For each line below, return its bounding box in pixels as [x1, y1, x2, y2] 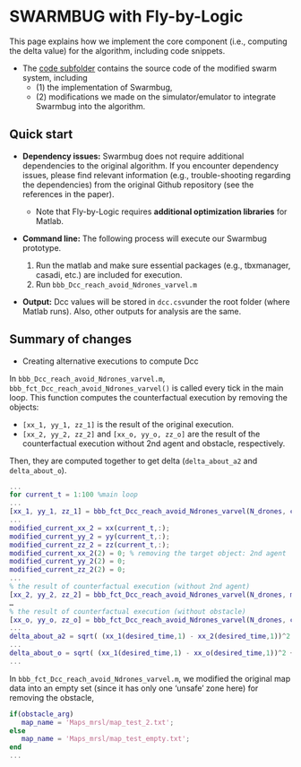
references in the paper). [21, 188, 115, 199]
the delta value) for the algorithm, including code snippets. [9, 45, 226, 56]
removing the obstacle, [9, 692, 95, 702]
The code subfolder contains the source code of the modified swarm [21, 63, 278, 73]
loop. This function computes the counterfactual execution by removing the [9, 392, 288, 402]
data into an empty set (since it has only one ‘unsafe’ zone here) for [9, 683, 259, 694]
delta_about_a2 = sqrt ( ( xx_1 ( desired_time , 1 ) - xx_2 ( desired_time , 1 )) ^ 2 [9, 632, 291, 642]
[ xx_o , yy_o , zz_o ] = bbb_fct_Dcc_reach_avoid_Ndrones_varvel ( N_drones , [9, 616, 287, 625]
